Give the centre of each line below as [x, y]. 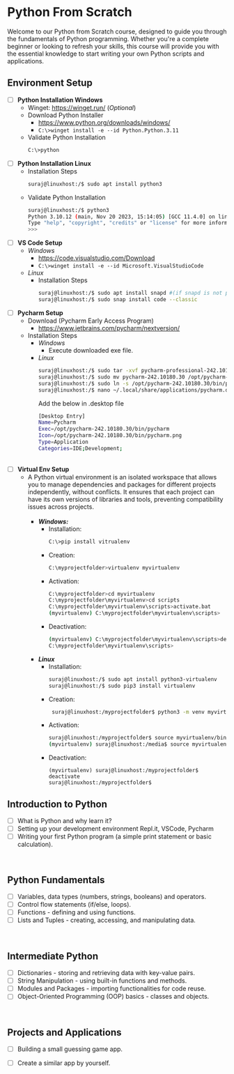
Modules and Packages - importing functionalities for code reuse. [111, 989]
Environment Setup [50, 83]
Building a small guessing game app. [70, 1049]
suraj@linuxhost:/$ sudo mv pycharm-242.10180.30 [111, 377]
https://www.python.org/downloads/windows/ [104, 122]
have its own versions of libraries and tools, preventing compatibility [125, 499]
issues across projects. [61, 507]
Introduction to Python [57, 804]
